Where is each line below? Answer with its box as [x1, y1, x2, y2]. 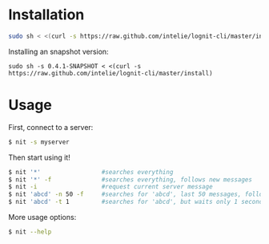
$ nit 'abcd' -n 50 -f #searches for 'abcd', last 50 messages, [8, 190, 242, 198]
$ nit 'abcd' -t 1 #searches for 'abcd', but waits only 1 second [8, 198, 263, 206]
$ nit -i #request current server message [8, 183, 214, 191]
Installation [8, 6, 85, 24]
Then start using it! [8, 152, 70, 162]
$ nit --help [8, 228, 52, 236]
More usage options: [8, 213, 77, 222]
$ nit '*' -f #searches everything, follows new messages [8, 175, 252, 184]
